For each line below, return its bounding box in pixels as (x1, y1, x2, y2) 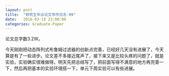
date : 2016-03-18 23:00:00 (5, 17, 66, 22)
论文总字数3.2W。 (5, 36, 43, 42)
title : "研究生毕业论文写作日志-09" (5, 12, 76, 17)
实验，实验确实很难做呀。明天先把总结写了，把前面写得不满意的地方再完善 (5, 59, 159, 65)
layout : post (5, 7, 33, 13)
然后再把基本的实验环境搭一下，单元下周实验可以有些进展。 (14, 65, 137, 71)
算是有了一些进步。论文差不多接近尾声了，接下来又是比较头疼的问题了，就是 (5, 53, 164, 59)
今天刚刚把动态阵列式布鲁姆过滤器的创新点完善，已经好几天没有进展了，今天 (5, 46, 164, 53)
